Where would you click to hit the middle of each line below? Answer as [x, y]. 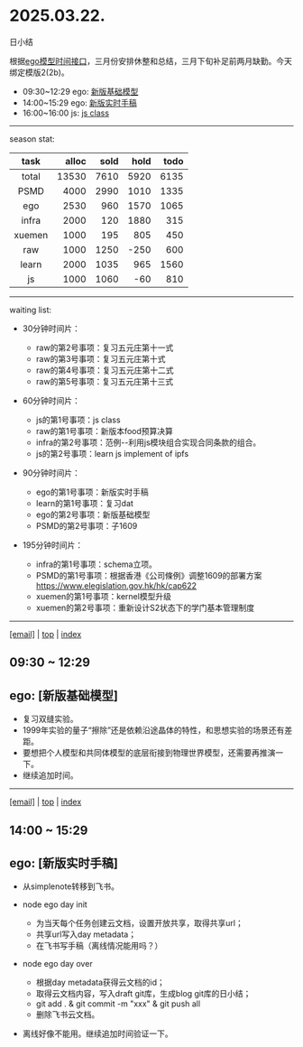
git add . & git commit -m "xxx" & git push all [118, 1004]
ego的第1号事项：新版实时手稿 [92, 492]
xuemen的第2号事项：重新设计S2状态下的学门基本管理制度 [145, 607]
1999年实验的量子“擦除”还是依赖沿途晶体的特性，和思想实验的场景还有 [153, 730]
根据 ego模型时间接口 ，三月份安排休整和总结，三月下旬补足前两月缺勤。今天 [151, 60]
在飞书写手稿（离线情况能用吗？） [99, 946]
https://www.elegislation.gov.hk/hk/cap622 [116, 585]
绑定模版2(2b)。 [39, 72]
